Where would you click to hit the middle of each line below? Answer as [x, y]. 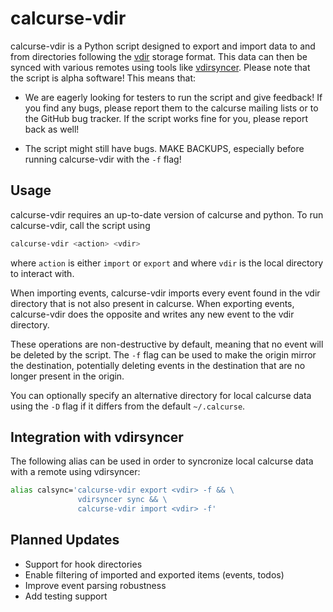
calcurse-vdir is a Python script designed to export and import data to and [163, 46]
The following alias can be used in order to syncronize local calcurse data [162, 461]
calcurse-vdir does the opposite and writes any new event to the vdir [152, 314]
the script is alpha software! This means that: [103, 78]
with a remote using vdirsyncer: [75, 472]
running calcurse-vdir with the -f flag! [103, 159]
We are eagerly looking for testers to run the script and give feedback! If [173, 97]
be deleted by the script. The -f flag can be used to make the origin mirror [163, 354]
